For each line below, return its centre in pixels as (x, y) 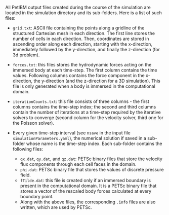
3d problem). (26, 55)
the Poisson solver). (33, 123)
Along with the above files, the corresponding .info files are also (88, 202)
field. (26, 175)
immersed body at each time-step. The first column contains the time (85, 70)
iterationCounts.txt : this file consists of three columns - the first (81, 101)
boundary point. (37, 196)
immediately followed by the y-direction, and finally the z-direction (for (86, 49)
